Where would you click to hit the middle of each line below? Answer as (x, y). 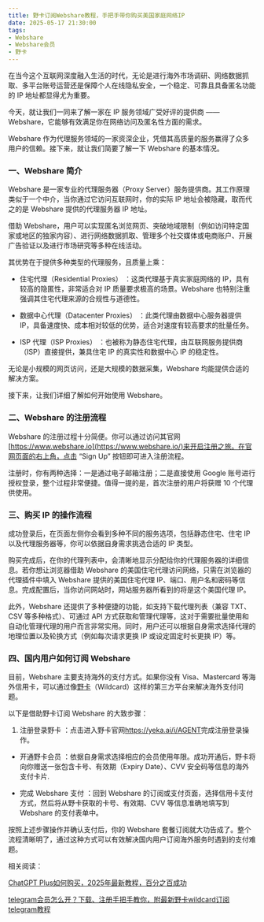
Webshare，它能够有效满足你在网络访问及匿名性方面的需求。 (107, 122)
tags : (17, 30)
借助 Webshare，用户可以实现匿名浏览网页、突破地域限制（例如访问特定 (125, 226)
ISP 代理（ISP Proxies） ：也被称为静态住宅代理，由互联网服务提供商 (131, 342)
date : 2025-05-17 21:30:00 (52, 23)
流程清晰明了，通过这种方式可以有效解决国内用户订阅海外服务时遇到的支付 (128, 839)
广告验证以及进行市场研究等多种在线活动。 (77, 246)
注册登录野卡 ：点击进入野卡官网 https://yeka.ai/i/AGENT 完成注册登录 (131, 731)
